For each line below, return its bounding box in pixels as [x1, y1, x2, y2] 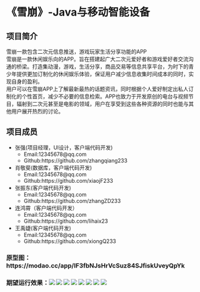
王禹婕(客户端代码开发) [14, 225, 71, 232]
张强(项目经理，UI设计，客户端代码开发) [14, 144, 113, 151]
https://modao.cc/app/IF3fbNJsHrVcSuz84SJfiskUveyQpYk [6, 261, 185, 269]
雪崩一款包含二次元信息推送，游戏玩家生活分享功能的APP [6, 48, 147, 55]
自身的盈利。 [11, 78, 43, 85]
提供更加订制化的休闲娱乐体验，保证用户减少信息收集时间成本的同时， [16, 70, 189, 78]
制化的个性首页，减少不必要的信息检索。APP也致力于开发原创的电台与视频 [6, 93, 189, 100]
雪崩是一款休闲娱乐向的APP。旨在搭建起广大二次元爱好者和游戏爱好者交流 [6, 56, 189, 63]
